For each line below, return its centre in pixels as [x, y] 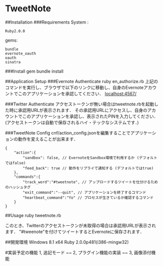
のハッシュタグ [18, 187]
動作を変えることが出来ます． [48, 139]
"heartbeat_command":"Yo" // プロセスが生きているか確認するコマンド [88, 198]
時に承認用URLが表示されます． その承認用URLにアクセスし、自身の [78, 110]
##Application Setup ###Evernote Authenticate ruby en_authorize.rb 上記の [81, 81]
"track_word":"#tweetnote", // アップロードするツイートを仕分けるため [90, 182]
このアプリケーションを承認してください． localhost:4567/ [77, 93]
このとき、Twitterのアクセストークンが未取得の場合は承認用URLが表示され [81, 225]
